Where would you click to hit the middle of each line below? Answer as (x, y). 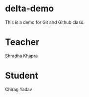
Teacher (22, 42)
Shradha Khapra (22, 56)
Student (22, 76)
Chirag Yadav (19, 89)
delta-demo (30, 9)
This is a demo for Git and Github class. (45, 22)
